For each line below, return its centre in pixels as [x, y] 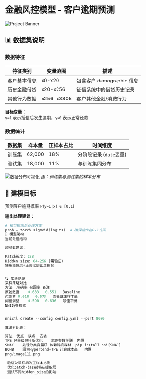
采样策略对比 [16, 283]
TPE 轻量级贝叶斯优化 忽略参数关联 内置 [45, 341]
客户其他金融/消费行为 [102, 99]
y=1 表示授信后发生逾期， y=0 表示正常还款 [47, 117]
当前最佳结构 [16, 239]
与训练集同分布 [95, 164]
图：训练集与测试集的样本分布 [70, 176]
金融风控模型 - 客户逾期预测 [60, 10]
